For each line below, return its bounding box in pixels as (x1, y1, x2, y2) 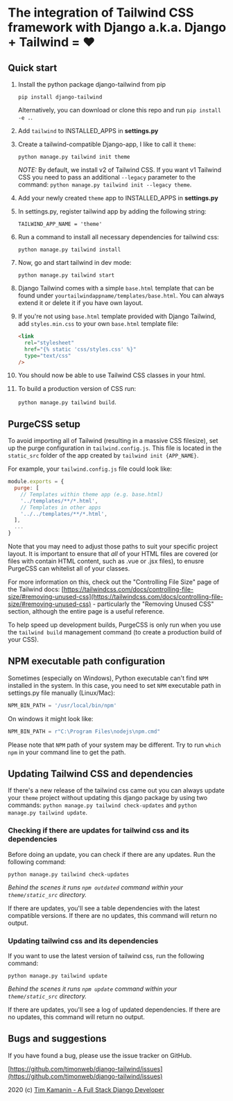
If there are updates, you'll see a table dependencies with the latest (8, 903, 200, 912)
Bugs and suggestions (8, 1033, 107, 1045)
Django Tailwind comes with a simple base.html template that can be (17, 284, 214, 292)
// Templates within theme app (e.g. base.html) (20, 491, 164, 498)
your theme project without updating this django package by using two (8, 794, 207, 802)
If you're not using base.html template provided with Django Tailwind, (17, 312, 216, 320)
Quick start (8, 62, 58, 73)
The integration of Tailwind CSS (8, 5, 194, 21)
